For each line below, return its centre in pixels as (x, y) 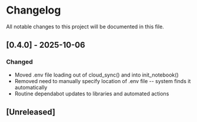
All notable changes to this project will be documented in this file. (85, 27)
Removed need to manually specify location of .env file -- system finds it (103, 81)
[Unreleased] (31, 112)
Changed (20, 62)
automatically (31, 87)
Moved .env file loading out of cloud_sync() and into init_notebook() (97, 75)
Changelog (34, 10)
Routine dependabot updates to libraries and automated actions (92, 93)
